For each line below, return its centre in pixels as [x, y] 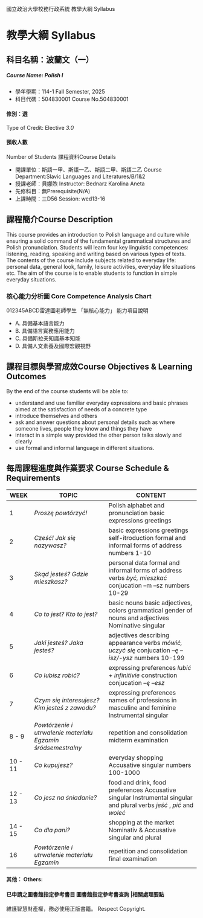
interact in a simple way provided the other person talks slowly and [98, 435]
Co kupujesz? [53, 765]
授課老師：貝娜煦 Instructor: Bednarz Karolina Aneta [80, 184]
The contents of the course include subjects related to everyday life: [91, 260]
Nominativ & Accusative [142, 830]
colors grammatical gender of [150, 610]
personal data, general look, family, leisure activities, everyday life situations [101, 266]
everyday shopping [136, 757]
